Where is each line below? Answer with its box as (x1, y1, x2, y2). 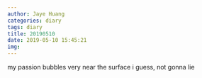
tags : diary (7, 23, 43, 30)
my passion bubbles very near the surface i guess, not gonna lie (7, 63, 195, 71)
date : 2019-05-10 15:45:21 (7, 37, 87, 44)
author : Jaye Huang (7, 10, 65, 18)
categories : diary (7, 17, 62, 24)
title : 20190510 (7, 30, 55, 38)
